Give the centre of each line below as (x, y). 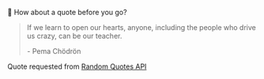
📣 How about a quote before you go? (67, 12)
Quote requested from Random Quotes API (77, 66)
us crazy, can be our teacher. (74, 36)
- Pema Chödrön (54, 51)
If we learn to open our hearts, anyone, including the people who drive (141, 27)
